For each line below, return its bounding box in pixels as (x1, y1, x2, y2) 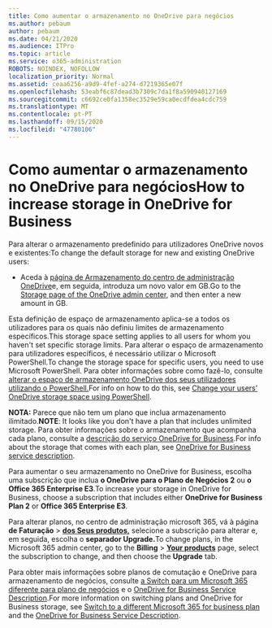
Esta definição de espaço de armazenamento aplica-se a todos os (8, 314, 230, 324)
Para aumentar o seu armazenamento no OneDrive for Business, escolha (8, 466, 252, 476)
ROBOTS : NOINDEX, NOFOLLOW (8, 65, 100, 73)
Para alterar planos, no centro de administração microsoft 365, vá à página (8, 517, 259, 526)
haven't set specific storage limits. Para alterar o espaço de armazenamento (8, 339, 264, 350)
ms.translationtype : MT (8, 102, 89, 111)
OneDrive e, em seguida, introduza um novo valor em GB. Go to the (19, 281, 241, 290)
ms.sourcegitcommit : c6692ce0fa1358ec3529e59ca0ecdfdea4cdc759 (8, 95, 227, 103)
